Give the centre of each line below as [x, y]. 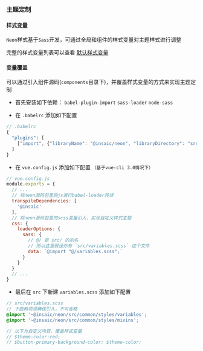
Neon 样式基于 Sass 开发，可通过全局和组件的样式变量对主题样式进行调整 [94, 40]
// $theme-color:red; [34, 337]
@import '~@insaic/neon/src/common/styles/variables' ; [77, 314]
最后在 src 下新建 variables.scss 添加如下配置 [73, 292]
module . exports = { [31, 184]
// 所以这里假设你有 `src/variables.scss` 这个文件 [89, 246]
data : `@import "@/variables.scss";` [75, 251]
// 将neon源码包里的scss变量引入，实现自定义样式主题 [72, 218]
